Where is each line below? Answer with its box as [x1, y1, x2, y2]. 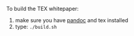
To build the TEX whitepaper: [6, 5, 79, 12]
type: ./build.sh [15, 23, 57, 30]
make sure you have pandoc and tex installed [15, 17, 129, 23]
